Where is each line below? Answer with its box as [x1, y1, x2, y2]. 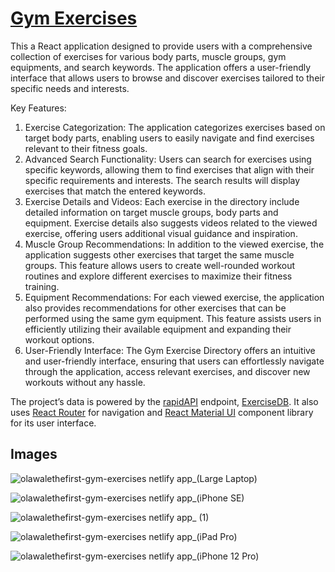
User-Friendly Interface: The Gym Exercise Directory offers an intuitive [24, 344, 316, 356]
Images [10, 446, 58, 463]
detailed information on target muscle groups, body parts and [24, 206, 279, 218]
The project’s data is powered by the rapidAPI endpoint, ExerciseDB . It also [10, 395, 319, 407]
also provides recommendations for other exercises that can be [24, 302, 287, 314]
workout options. [24, 333, 95, 346]
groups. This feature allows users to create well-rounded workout [24, 259, 296, 271]
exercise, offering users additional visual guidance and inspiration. [24, 227, 298, 239]
